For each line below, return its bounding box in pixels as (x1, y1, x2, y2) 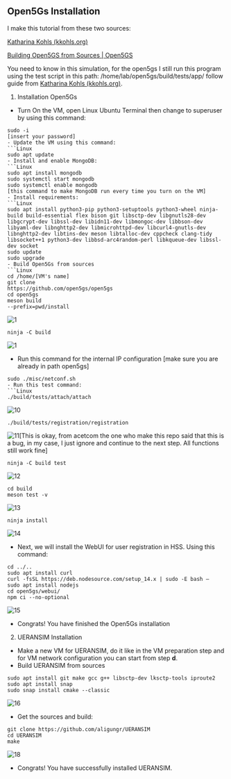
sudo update (7, 248, 42, 256)
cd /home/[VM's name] (7, 272, 70, 280)
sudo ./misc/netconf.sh (7, 375, 76, 382)
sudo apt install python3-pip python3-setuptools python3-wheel (7, 206, 197, 213)
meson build (7, 297, 42, 304)
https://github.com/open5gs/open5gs (7, 285, 113, 292)
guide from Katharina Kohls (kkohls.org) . (7, 79, 123, 88)
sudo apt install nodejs (7, 582, 79, 589)
